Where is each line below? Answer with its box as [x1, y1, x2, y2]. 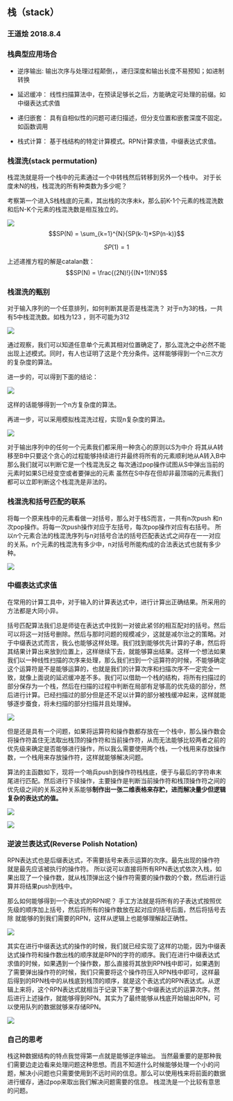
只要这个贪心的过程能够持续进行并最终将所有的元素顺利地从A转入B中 [29, 452, 226, 460]
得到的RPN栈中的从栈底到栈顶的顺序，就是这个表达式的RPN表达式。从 [12, 977, 214, 985]
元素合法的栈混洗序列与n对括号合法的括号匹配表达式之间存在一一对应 [23, 531, 221, 539]
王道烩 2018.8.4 [7, 29, 61, 39]
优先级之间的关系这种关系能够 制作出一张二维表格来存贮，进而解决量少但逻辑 [7, 785, 226, 793]
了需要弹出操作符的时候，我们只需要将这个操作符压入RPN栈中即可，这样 [7, 968, 214, 977]
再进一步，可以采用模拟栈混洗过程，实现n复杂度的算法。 [7, 415, 169, 423]
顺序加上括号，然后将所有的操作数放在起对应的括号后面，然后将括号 [25, 905, 220, 914]
